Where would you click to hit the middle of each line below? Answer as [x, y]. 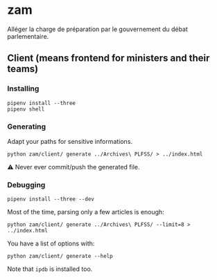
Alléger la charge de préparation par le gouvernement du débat [98, 29]
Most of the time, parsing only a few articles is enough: [86, 212]
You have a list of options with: [51, 243]
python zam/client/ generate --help [60, 256]
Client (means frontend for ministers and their [108, 58]
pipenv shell [26, 109]
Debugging [26, 185]
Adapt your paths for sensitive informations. [70, 141]
